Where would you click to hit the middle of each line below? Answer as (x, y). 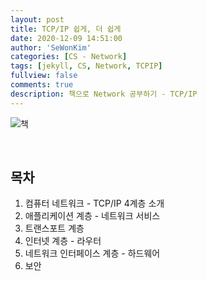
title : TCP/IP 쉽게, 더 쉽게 (66, 29)
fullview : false (44, 76)
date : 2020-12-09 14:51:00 (66, 38)
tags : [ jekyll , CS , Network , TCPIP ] (86, 66)
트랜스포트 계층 (54, 228)
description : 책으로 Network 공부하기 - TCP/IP (104, 94)
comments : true (42, 85)
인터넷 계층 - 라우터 (63, 241)
